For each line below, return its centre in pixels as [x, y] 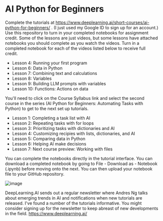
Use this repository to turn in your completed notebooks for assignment [77, 33]
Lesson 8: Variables [32, 78]
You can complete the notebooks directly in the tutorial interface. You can [79, 158]
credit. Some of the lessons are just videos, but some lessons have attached [81, 38]
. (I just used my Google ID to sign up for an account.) [105, 27]
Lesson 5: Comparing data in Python [49, 138]
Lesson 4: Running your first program [50, 63]
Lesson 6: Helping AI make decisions [49, 144]
